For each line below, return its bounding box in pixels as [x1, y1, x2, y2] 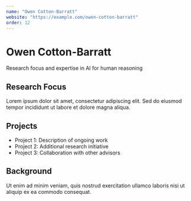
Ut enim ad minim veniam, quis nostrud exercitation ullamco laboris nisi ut [6, 181, 185, 189]
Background [6, 166, 52, 176]
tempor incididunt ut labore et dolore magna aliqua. [6, 104, 131, 111]
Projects [6, 121, 38, 131]
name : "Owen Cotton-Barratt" [6, 8, 78, 15]
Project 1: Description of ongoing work [14, 137, 108, 144]
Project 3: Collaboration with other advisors [14, 149, 121, 156]
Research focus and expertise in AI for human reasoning [6, 64, 143, 72]
